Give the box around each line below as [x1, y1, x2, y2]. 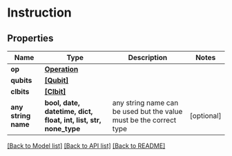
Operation [44, 64, 79, 74]
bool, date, [44, 98, 81, 108]
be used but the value [112, 107, 183, 116]
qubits [10, 76, 32, 85]
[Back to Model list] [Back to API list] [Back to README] [7, 142, 166, 150]
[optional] [189, 111, 222, 120]
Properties [7, 32, 54, 44]
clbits [10, 87, 30, 96]
